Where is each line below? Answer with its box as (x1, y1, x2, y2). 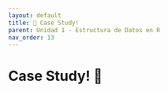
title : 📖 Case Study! (8, 19, 80, 27)
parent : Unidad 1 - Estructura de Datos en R (8, 26, 160, 34)
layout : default (8, 11, 62, 20)
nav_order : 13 (8, 33, 55, 42)
